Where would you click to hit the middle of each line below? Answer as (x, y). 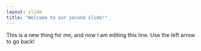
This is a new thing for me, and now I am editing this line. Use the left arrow (101, 35)
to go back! (20, 41)
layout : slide (24, 12)
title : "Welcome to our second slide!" (57, 18)
